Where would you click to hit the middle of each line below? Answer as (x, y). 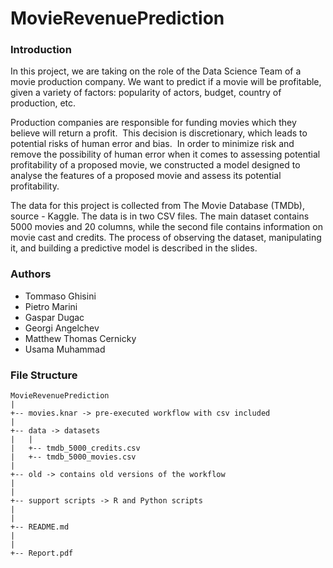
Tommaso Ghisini (60, 296)
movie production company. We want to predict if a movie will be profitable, (166, 82)
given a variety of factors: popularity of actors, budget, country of (146, 93)
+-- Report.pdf (42, 553)
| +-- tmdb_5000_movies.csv (73, 457)
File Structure (44, 375)
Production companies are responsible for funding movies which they (153, 123)
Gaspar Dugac (54, 317)
